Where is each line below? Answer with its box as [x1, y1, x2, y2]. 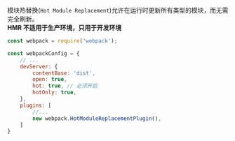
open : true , [32, 76, 68, 83]
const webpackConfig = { [7, 50, 80, 57]
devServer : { [20, 63, 58, 70]
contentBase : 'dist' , [32, 69, 96, 77]
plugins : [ [20, 102, 52, 109]
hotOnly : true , [32, 89, 77, 96]
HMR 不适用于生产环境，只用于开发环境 [7, 24, 122, 31]
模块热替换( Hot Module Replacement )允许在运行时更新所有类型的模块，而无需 [7, 6, 229, 14]
